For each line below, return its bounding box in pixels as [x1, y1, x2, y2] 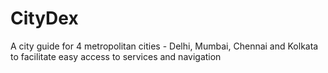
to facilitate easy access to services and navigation [10, 50, 222, 62]
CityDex [10, 7, 79, 30]
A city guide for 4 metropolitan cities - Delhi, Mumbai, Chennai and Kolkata [10, 40, 319, 52]
